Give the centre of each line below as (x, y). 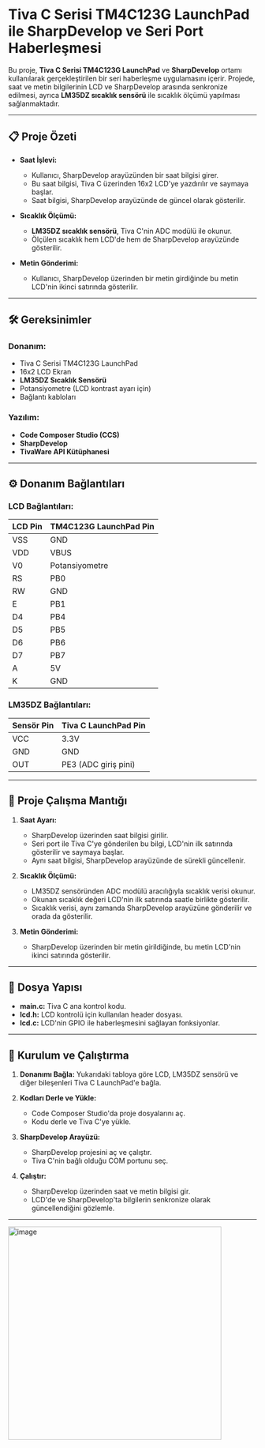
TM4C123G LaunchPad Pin (103, 527)
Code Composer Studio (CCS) (69, 434)
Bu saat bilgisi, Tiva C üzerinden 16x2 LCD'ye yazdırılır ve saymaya (140, 183)
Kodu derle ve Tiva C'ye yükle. (81, 1122)
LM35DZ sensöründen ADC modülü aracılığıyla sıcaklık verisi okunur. (144, 891)
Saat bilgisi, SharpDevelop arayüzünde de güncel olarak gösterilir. (138, 200)
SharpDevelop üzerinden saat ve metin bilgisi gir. (111, 1191)
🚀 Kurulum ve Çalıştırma (69, 1055)
